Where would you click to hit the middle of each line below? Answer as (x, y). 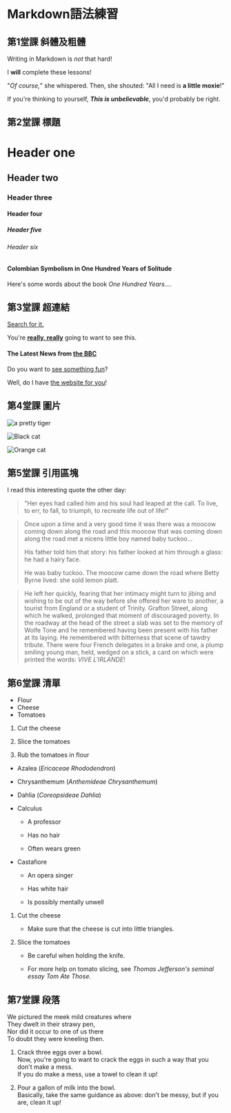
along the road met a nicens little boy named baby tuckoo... (108, 539)
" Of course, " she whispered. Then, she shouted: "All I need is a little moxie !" (116, 86)
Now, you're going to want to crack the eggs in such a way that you (113, 1059)
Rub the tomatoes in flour (53, 755)
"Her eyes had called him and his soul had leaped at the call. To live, (121, 503)
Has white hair (48, 889)
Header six (23, 247)
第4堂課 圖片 (34, 406)
